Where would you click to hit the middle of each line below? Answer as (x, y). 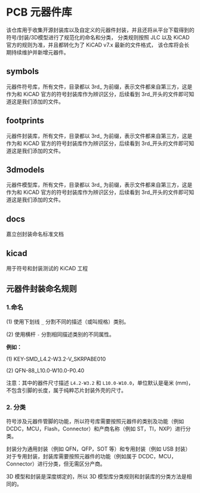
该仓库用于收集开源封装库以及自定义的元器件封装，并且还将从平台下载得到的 (100, 30)
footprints (25, 121)
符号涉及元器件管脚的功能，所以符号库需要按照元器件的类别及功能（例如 (95, 421)
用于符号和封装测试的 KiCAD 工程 (47, 268)
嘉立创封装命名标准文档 (35, 234)
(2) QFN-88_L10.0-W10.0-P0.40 (45, 370)
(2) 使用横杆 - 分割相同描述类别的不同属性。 (60, 334)
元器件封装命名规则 (41, 289)
